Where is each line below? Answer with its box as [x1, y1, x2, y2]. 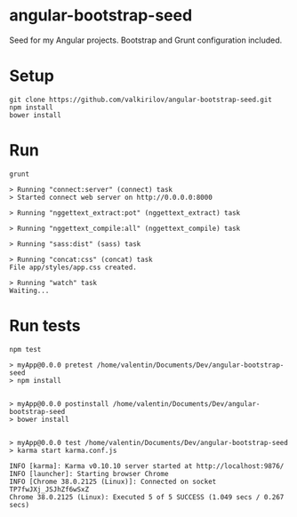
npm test [9, 345, 42, 354]
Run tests [9, 316, 81, 336]
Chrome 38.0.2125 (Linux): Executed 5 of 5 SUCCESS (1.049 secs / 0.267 [9, 492, 285, 502]
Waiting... [9, 286, 50, 295]
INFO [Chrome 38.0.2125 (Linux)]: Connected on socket [9, 477, 217, 486]
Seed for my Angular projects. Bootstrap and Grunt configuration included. [9, 35, 283, 45]
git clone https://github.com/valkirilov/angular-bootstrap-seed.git [9, 95, 273, 104]
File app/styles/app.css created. [9, 263, 138, 272]
